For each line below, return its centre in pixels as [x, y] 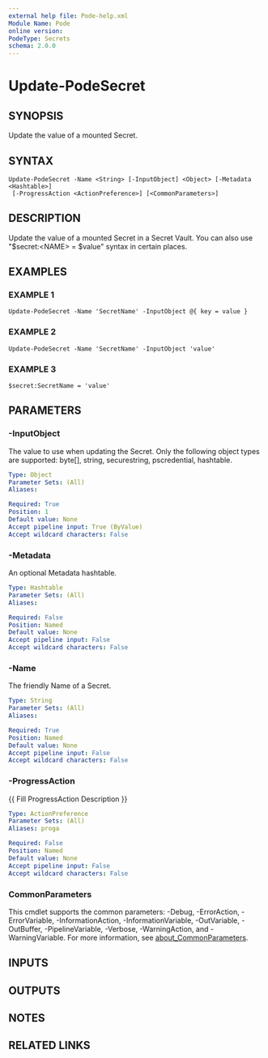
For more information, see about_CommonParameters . [158, 937]
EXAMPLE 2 [32, 332]
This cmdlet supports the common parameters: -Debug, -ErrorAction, [124, 911]
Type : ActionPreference [49, 814]
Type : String [30, 701]
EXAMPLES [38, 272]
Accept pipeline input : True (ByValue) [76, 527]
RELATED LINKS [49, 1045]
